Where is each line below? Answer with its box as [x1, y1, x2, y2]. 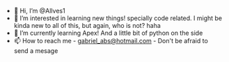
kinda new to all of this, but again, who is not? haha [13, 22, 161, 29]
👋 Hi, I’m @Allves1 [13, 7, 65, 15]
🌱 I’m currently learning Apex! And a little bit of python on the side [13, 29, 203, 37]
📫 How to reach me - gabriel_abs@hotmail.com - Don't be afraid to [13, 37, 209, 45]
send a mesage [13, 47, 58, 55]
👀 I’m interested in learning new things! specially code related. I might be [13, 14, 223, 22]
